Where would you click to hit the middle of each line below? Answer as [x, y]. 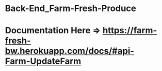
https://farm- [130, 31]
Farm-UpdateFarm [43, 61]
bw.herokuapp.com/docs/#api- [70, 51]
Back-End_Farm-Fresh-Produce [71, 8]
